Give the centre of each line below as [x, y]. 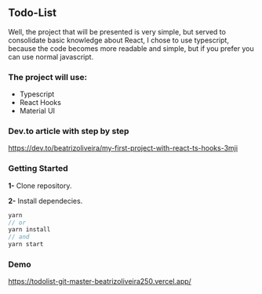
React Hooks [40, 103]
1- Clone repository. [40, 185]
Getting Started [38, 169]
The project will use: [48, 77]
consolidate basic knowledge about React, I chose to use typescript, [119, 40]
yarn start [26, 245]
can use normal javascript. [51, 56]
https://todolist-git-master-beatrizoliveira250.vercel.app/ [100, 281]
